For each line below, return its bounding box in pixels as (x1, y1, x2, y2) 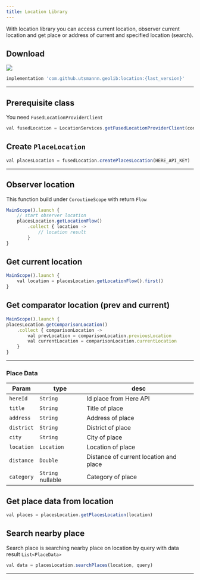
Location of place (86, 443, 136, 451)
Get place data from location (6, 496, 114, 506)
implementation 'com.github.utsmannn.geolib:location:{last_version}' (6, 76, 185, 82)
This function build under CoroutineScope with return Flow (6, 195, 147, 203)
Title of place (86, 404, 123, 412)
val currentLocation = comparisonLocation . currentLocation (27, 338, 177, 344)
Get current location (6, 257, 83, 267)
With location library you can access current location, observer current (6, 25, 180, 32)
